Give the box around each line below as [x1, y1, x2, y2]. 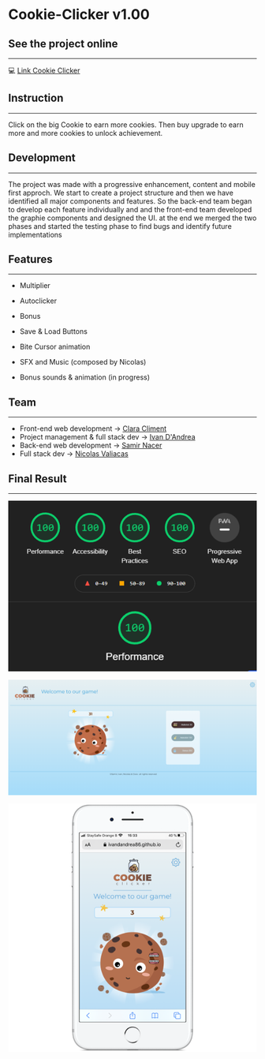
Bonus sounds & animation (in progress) [19, 372, 151, 382]
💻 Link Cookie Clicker [8, 65, 80, 75]
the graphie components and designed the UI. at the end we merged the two [8, 213, 257, 223]
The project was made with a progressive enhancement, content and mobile [8, 179, 256, 189]
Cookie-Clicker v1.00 [8, 6, 150, 24]
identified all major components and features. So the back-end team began [8, 196, 252, 206]
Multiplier [19, 281, 51, 290]
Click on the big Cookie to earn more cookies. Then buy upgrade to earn [8, 120, 244, 129]
